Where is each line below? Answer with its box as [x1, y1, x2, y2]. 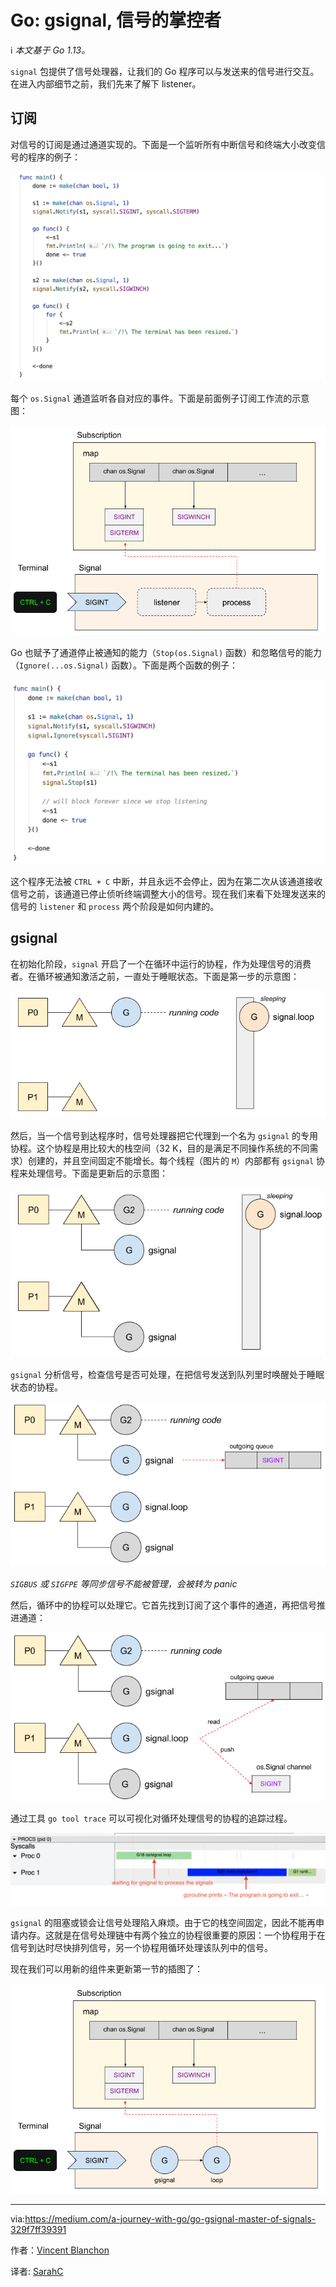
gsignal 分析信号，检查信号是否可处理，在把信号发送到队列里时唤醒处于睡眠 [10, 1369, 325, 1381]
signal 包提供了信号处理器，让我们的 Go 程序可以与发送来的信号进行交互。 [10, 65, 320, 77]
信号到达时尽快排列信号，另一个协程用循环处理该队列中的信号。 [10, 1941, 273, 1953]
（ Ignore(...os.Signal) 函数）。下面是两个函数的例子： [10, 659, 239, 671]
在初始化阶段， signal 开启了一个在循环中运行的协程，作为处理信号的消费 [10, 957, 312, 970]
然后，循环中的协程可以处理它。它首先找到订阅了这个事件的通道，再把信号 [10, 1599, 317, 1611]
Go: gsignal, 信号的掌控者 [10, 9, 222, 32]
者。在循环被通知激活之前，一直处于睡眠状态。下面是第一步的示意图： [10, 970, 300, 982]
